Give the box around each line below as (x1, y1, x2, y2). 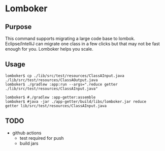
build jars (19, 140, 38, 146)
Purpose (5, 23, 32, 31)
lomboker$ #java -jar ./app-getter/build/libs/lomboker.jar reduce (5, 99, 147, 104)
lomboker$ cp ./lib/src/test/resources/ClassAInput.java (5, 73, 125, 78)
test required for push (19, 135, 64, 141)
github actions (12, 130, 42, 136)
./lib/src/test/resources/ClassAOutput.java (5, 77, 98, 83)
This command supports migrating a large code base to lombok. (5, 35, 135, 41)
